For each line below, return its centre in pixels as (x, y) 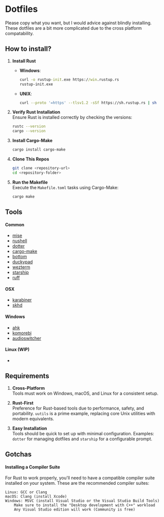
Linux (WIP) (17, 350)
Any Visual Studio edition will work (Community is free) (75, 510)
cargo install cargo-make (39, 150)
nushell (19, 241)
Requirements (27, 376)
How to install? (28, 49)
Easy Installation (30, 428)
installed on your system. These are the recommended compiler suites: (77, 483)
